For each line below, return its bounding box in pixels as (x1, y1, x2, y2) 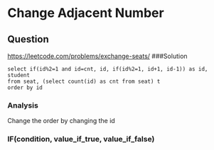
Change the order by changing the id (7, 117, 115, 125)
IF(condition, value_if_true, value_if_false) (7, 134, 155, 144)
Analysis (7, 100, 39, 110)
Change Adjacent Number (7, 5, 165, 21)
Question (7, 33, 49, 45)
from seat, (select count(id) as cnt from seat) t (7, 78, 161, 85)
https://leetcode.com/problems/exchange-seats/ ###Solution (7, 52, 188, 60)
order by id (7, 84, 43, 91)
